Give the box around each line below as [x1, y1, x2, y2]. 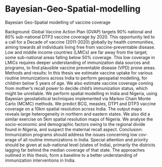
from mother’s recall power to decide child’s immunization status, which [5, 85, 148, 91]
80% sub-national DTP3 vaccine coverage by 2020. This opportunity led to [5, 34, 155, 40]
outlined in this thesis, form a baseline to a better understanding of [5, 152, 138, 158]
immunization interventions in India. [5, 157, 76, 163]
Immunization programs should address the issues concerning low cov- [5, 132, 148, 137]
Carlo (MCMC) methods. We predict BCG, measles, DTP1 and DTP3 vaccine [5, 101, 156, 106]
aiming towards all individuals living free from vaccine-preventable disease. [5, 44, 156, 50]
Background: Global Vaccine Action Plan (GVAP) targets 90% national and [5, 29, 152, 34]
